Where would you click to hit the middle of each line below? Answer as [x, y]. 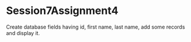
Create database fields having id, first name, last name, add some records [95, 27]
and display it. [23, 33]
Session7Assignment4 [62, 11]
